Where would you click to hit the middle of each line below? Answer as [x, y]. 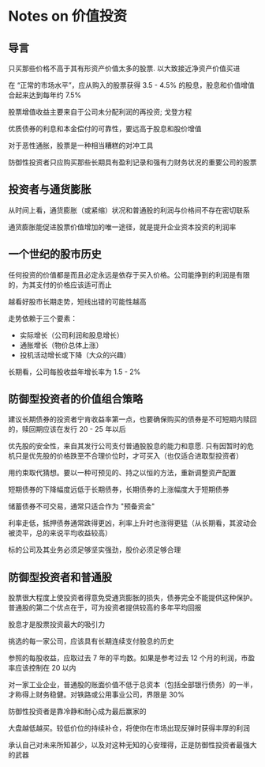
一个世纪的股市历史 [55, 254]
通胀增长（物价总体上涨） [61, 345]
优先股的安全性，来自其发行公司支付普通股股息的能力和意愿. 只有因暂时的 [127, 446]
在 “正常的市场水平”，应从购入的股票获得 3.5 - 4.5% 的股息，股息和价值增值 [131, 85]
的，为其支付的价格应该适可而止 [60, 285]
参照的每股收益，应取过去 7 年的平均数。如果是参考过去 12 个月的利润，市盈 [131, 658]
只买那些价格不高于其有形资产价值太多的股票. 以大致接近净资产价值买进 [124, 68]
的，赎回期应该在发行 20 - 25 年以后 [67, 429]
